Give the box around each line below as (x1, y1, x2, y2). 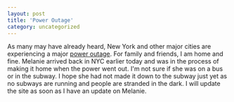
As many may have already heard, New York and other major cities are (7, 43, 212, 51)
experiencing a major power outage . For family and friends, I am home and (7, 50, 223, 58)
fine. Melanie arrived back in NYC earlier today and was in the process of (7, 57, 219, 66)
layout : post (7, 10, 46, 17)
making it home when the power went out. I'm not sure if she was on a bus (7, 64, 223, 73)
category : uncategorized (7, 23, 80, 30)
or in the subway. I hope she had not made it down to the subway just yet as (7, 72, 227, 80)
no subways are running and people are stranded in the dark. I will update (7, 80, 221, 88)
